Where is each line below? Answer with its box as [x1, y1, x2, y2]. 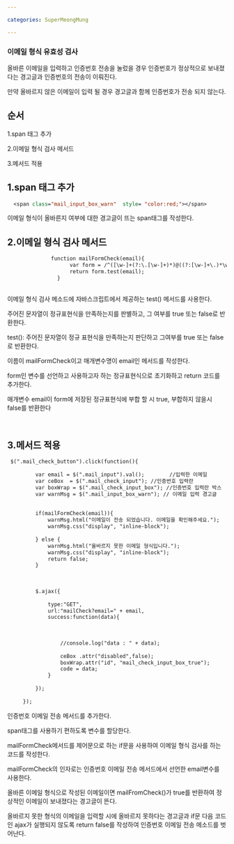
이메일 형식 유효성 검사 [7, 47, 79, 56]
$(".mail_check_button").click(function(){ [10, 458, 139, 466]
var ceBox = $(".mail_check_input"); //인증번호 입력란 [35, 478, 194, 485]
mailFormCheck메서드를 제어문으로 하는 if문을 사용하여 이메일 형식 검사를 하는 [7, 741, 221, 749]
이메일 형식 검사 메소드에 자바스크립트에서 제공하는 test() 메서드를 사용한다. [7, 294, 212, 303]
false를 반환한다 [7, 404, 52, 412]
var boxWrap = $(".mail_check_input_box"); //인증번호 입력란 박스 [35, 484, 222, 491]
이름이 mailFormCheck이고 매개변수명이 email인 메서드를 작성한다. [7, 356, 190, 365]
